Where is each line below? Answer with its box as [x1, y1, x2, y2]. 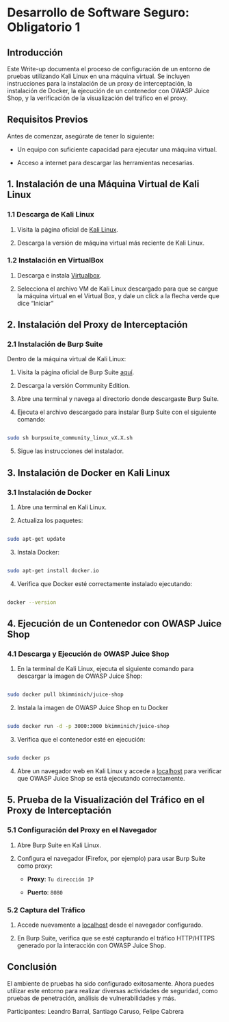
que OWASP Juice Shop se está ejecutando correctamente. [16, 774, 185, 782]
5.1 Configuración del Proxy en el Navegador [7, 825, 157, 835]
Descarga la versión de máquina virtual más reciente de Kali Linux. [16, 239, 205, 247]
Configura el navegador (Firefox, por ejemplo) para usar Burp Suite [16, 854, 206, 862]
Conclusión [7, 961, 57, 973]
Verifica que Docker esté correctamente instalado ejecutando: [16, 579, 193, 587]
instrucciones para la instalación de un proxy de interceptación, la [7, 80, 193, 87]
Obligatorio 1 [7, 19, 81, 35]
